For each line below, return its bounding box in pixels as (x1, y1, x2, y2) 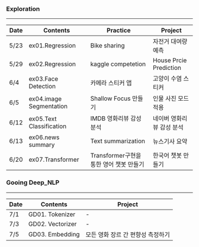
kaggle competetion (90, 60, 146, 68)
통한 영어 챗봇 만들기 (90, 161, 145, 169)
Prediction (153, 64, 182, 72)
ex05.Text (28, 115, 57, 123)
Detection (28, 82, 56, 91)
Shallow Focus (90, 94, 131, 102)
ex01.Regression (28, 41, 76, 50)
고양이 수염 (153, 75, 182, 83)
